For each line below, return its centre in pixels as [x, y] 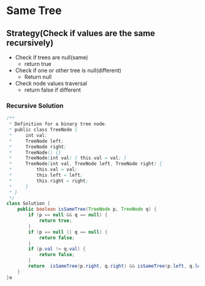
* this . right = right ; [49, 181]
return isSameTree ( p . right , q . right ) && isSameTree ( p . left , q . [112, 266]
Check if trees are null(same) [52, 57]
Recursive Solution [35, 106]
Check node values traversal [51, 83]
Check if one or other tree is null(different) [68, 70]
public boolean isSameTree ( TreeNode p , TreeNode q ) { [87, 209]
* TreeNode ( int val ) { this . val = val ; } [68, 158]
